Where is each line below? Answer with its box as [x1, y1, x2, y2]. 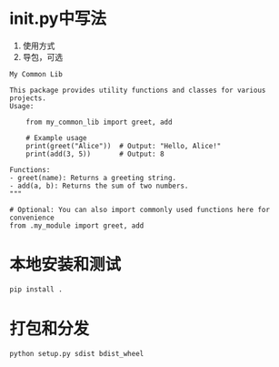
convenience [9, 213, 55, 222]
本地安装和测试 [9, 254, 122, 275]
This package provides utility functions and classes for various [9, 86, 266, 95]
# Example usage [25, 133, 88, 142]
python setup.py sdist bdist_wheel [9, 349, 144, 358]
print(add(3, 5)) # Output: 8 [25, 149, 165, 158]
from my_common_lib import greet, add [25, 117, 173, 127]
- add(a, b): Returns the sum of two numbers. [9, 181, 189, 190]
